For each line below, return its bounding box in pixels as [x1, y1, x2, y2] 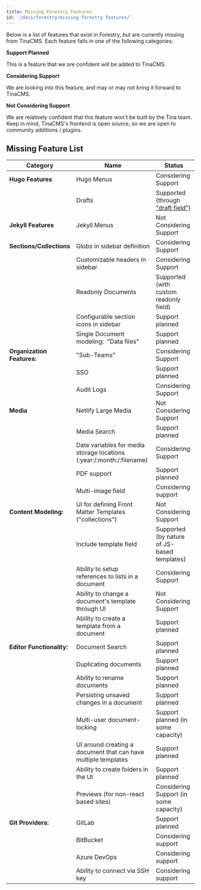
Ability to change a [76, 590, 129, 598]
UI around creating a [76, 740, 133, 749]
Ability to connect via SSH [76, 867, 150, 875]
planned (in [155, 716, 188, 724]
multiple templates [76, 755, 128, 764]
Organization [9, 347, 47, 356]
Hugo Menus [76, 175, 112, 184]
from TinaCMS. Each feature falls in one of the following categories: [6, 37, 173, 44]
